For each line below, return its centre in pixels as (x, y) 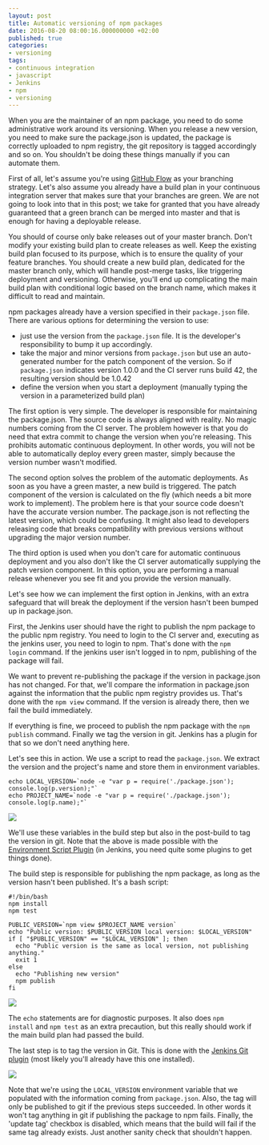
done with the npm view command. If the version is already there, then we (129, 702)
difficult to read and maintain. (57, 297)
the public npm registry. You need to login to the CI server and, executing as (134, 635)
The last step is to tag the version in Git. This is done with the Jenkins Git (128, 1050)
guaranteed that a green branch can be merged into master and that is (124, 212)
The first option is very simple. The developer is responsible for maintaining (133, 411)
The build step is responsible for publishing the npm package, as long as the (134, 874)
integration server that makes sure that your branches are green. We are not (134, 196)
